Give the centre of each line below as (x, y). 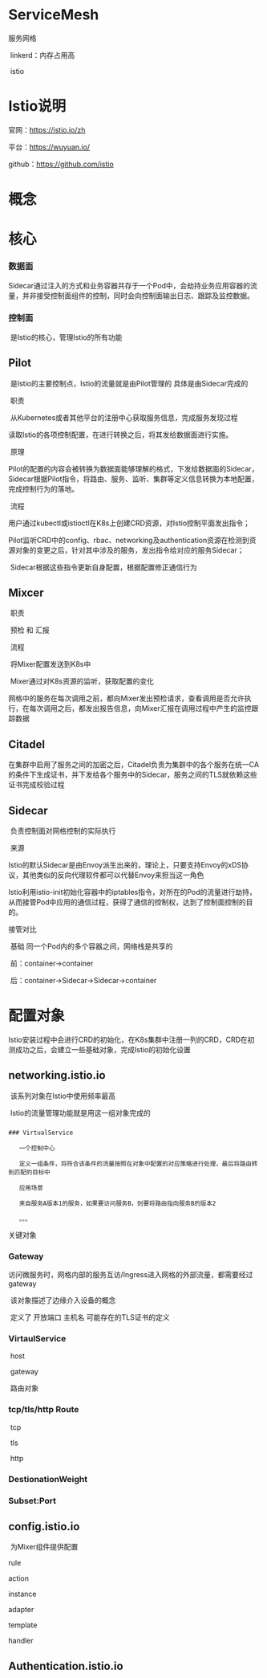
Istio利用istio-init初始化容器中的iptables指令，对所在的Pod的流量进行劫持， (132, 892)
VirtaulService (37, 1338)
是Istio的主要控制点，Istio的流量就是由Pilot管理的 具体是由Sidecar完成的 (129, 383)
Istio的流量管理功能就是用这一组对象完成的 (80, 1113)
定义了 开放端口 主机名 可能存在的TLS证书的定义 (90, 1317)
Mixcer (26, 593)
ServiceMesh (54, 15)
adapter (21, 1610)
